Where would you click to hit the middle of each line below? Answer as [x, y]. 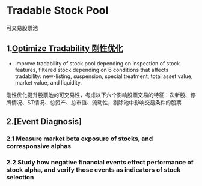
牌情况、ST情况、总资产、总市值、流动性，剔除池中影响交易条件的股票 [94, 102]
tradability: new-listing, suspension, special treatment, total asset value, [104, 76]
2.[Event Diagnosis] [44, 121]
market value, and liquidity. [48, 82]
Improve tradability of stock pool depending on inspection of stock [97, 63]
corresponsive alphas [38, 146]
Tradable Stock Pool [57, 10]
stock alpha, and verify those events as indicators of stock [93, 170]
